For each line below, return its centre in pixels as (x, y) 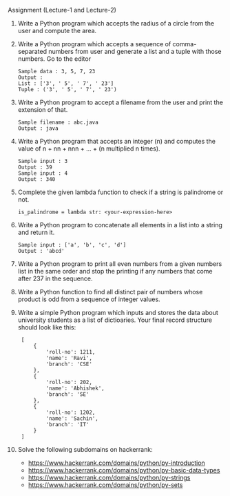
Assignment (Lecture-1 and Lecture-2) (62, 10)
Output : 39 (35, 167)
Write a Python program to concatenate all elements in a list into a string (120, 225)
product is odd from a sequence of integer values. (89, 299)
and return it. (36, 232)
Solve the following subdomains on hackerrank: (85, 449)
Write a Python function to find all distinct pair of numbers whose (110, 292)
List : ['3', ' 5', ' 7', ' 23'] (66, 84)
